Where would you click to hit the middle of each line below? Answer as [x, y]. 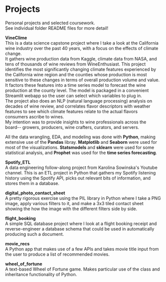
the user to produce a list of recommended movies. [57, 254]
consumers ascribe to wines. [35, 116]
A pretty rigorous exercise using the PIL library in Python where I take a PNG [83, 198]
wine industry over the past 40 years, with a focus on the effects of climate [82, 48]
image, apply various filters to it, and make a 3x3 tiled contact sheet [74, 203]
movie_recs [17, 243]
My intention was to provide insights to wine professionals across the [76, 122]
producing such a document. [35, 234]
